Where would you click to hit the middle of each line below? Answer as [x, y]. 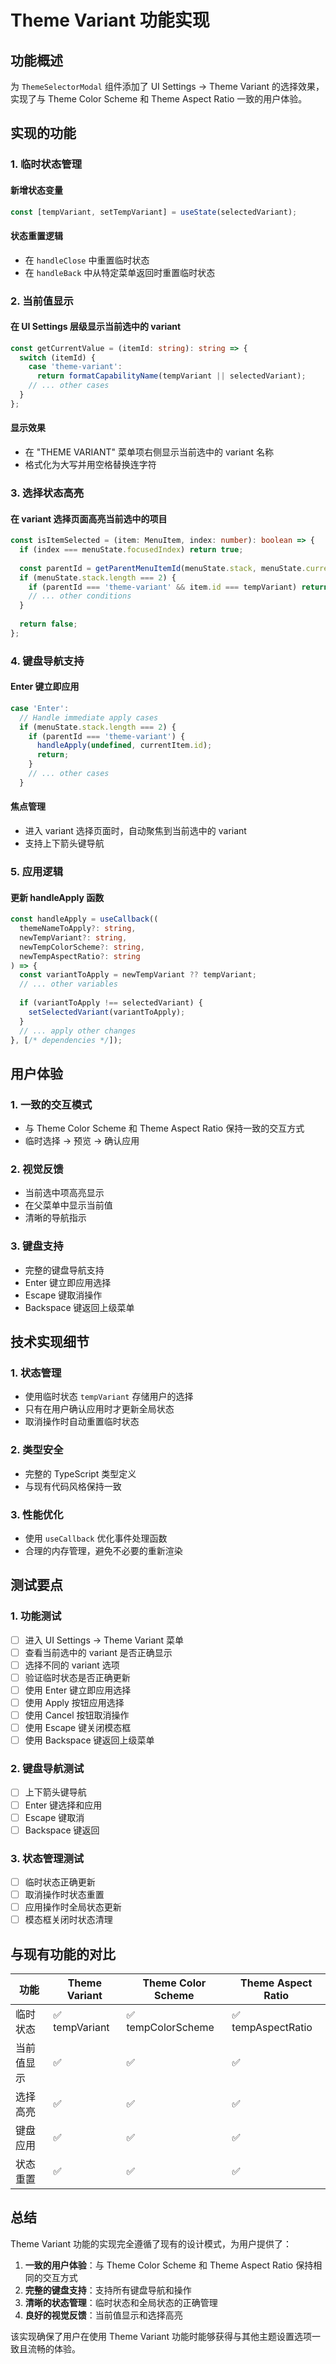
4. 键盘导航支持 [47, 661]
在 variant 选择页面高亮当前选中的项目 [89, 518]
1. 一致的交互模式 [51, 1104]
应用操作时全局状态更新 [73, 1907]
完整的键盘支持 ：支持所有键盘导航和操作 [108, 2290]
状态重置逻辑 [36, 235]
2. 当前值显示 [42, 301]
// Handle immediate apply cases [89, 717]
